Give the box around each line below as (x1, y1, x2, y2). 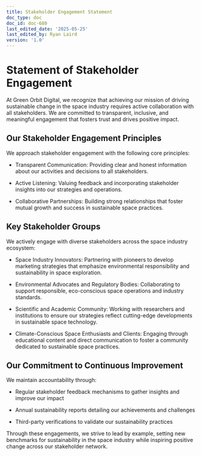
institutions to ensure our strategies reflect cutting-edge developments (15, 311, 192, 319)
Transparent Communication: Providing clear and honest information (15, 161, 187, 168)
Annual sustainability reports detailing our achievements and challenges (15, 406, 196, 413)
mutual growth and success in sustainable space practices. (15, 204, 164, 211)
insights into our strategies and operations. (15, 186, 123, 193)
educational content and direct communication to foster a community (15, 336, 188, 344)
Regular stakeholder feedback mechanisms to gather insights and (15, 388, 180, 395)
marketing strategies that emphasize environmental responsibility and (15, 262, 190, 270)
